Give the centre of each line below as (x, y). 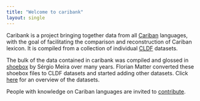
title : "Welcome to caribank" (45, 12)
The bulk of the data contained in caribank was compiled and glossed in (98, 60)
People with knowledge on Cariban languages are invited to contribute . (96, 91)
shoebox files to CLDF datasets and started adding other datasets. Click (97, 73)
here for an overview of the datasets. (53, 80)
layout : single (26, 18)
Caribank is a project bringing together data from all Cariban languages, (97, 35)
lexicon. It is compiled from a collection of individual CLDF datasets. (92, 48)
